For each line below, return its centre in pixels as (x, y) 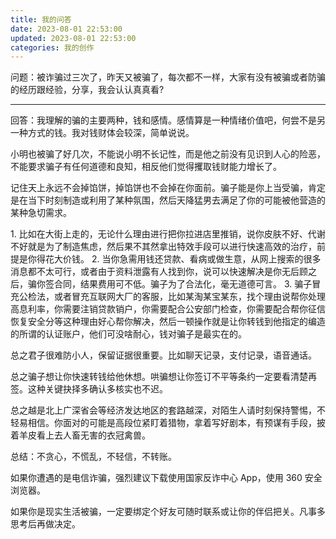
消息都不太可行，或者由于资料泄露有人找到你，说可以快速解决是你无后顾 (159, 272)
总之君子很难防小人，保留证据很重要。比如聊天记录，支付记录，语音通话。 (163, 355)
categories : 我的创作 (52, 47)
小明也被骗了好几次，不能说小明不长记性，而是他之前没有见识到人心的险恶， (168, 154)
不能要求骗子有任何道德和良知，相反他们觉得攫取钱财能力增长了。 (146, 167)
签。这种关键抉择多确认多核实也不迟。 (89, 389)
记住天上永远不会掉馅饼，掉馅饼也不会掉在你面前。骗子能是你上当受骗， (159, 188)
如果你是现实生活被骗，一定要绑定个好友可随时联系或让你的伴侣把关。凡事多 (168, 512)
